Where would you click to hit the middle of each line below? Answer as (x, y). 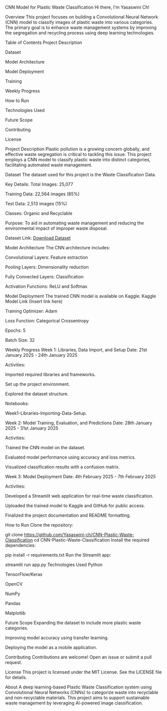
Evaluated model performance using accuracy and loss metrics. (70, 457)
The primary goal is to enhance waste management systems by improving (81, 27)
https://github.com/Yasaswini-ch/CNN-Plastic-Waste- (79, 535)
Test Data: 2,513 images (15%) (36, 204)
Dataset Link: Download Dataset (38, 238)
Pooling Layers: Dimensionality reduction (47, 267)
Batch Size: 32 (20, 340)
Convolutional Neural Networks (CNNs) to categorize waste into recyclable (82, 692)
